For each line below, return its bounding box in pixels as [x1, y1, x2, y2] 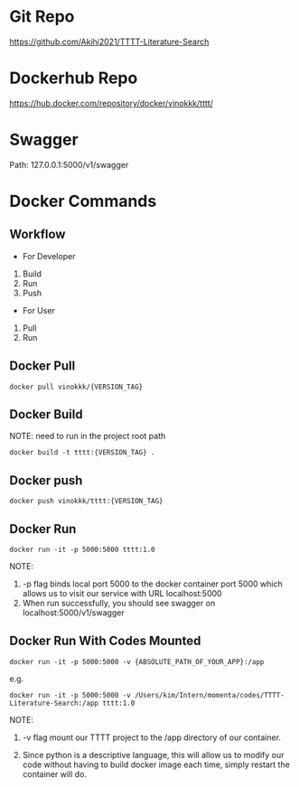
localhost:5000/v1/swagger [22, 607, 125, 618]
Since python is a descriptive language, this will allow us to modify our [22, 749, 285, 760]
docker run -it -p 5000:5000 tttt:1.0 [9, 545, 155, 555]
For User [22, 304, 56, 315]
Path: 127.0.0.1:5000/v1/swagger [9, 159, 129, 170]
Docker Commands [9, 192, 157, 211]
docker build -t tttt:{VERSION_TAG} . [9, 448, 155, 457]
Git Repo [9, 6, 75, 27]
